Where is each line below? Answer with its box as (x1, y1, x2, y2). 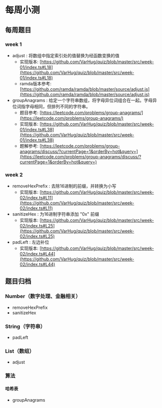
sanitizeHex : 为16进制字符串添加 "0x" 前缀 (12, 211, 99, 217)
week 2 (5, 171, 23, 178)
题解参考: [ (19, 143, 41, 148)
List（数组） (5, 348, 35, 355)
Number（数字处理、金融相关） (5, 293, 81, 300)
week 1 (5, 40, 22, 47)
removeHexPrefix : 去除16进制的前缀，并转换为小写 (12, 183, 117, 189)
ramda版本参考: (19, 80, 52, 86)
